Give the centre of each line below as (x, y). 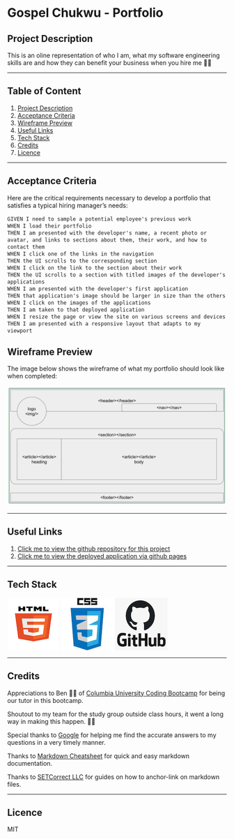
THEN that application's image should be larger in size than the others (117, 296)
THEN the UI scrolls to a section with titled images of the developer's (117, 275)
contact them (26, 247)
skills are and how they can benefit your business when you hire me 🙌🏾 (110, 63)
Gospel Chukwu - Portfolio (85, 13)
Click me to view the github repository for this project (94, 549)
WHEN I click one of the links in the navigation (81, 254)
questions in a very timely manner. (56, 742)
